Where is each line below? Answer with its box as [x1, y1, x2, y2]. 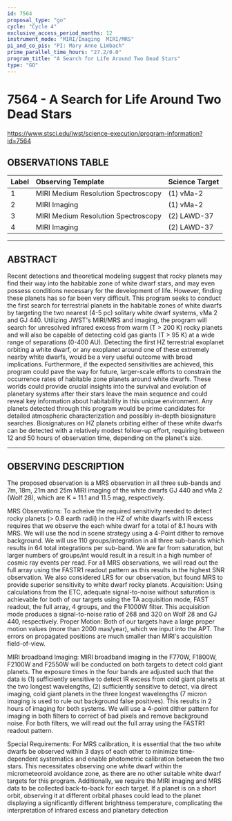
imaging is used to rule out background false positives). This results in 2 [7, 697, 212, 705]
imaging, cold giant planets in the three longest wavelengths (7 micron [7, 690, 207, 698]
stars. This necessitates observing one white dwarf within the [7, 762, 183, 770]
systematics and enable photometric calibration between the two [39, 754, 224, 763]
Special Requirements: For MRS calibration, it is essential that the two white [7, 740, 222, 748]
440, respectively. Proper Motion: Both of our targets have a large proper [7, 617, 215, 626]
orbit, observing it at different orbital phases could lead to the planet [7, 791, 202, 800]
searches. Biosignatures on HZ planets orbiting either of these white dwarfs [7, 419, 222, 427]
